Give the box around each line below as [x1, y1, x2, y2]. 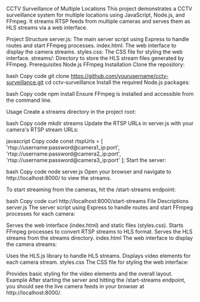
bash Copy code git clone [6, 73, 70, 79]
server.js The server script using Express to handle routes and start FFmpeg [6, 204, 193, 211]
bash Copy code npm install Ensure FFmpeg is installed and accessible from [6, 91, 194, 97]
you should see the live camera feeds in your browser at [6, 283, 144, 289]
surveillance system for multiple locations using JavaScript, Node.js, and [6, 11, 185, 18]
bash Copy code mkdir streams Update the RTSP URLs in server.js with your [6, 120, 194, 127]
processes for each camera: [6, 210, 76, 217]
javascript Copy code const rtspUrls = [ [6, 138, 103, 145]
